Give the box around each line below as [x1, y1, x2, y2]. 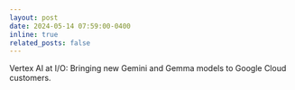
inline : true [9, 30, 59, 39]
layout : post [9, 13, 59, 22]
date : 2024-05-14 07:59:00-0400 [9, 22, 131, 31]
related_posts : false [9, 38, 91, 48]
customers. [9, 73, 51, 84]
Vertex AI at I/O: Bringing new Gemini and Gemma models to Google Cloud [9, 63, 287, 74]
